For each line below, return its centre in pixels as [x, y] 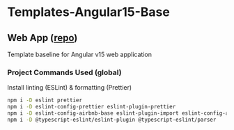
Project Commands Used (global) [64, 72]
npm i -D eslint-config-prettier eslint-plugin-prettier [92, 107]
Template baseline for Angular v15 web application [79, 54]
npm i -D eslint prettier [45, 100]
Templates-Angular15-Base [89, 12]
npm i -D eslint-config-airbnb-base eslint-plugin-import [93, 113]
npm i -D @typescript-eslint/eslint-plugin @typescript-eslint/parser [112, 120]
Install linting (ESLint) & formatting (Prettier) [70, 88]
